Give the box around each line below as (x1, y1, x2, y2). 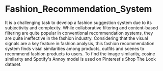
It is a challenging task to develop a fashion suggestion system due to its (5, 20, 152, 25)
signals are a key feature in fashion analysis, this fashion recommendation (5, 40, 155, 46)
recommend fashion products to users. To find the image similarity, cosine (5, 50, 156, 57)
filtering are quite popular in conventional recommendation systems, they (5, 30, 153, 36)
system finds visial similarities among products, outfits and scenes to (5, 46, 145, 51)
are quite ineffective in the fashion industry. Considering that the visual (5, 35, 148, 41)
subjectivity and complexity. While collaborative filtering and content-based (5, 24, 158, 30)
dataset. (5, 61, 22, 67)
